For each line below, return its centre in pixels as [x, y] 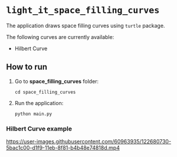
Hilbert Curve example [39, 129]
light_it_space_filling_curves [83, 10]
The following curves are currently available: [60, 37]
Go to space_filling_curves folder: [57, 81]
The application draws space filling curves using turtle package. [86, 25]
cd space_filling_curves [45, 92]
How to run [27, 67]
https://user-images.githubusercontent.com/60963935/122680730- [89, 142]
